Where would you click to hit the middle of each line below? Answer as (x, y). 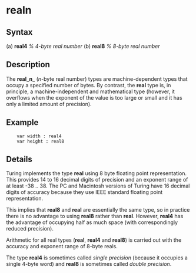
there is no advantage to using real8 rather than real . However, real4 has (95, 216)
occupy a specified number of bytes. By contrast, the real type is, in (89, 85)
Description (28, 65)
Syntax (19, 32)
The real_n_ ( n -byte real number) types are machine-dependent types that (97, 79)
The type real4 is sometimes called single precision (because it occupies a (97, 258)
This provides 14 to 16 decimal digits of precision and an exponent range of (97, 180)
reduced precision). (30, 229)
